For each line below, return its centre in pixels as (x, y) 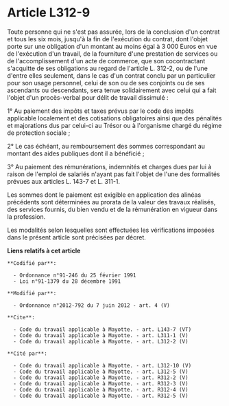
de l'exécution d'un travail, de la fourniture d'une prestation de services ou (112, 54)
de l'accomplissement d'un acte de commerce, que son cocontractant (106, 61)
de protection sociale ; (39, 133)
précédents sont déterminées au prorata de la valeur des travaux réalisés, (111, 202)
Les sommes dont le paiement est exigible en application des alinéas (104, 195)
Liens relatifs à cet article (44, 250)
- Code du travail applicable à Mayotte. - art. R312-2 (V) (101, 377)
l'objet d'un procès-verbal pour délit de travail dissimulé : (88, 97)
